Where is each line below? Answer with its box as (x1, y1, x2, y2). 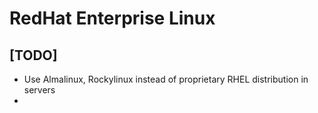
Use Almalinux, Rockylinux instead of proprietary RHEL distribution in (23, 73, 309, 85)
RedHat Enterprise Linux (9, 7, 216, 30)
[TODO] (9, 47, 58, 64)
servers (23, 84, 56, 96)
